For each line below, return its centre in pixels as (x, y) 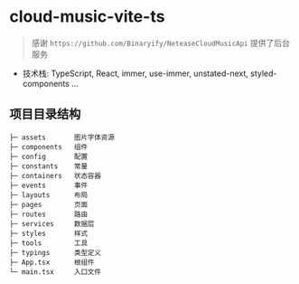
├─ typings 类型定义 (56, 252)
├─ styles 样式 (49, 233)
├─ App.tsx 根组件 (52, 262)
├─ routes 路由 (49, 214)
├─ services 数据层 (52, 223)
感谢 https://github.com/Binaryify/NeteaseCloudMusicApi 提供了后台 (161, 43)
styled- (263, 73)
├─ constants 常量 (49, 166)
